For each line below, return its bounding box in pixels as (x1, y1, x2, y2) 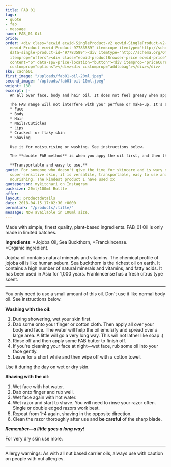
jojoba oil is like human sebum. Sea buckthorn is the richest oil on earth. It (5, 260, 160, 266)
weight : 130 (5, 83, 31, 88)
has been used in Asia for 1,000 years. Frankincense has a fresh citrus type (5, 270, 163, 277)
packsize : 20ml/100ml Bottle (5, 186, 67, 191)
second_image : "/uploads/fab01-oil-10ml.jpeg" (5, 78, 106, 84)
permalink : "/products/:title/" (5, 205, 74, 210)
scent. (5, 276, 19, 282)
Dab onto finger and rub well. (12, 389, 74, 395)
